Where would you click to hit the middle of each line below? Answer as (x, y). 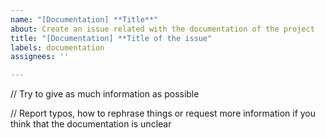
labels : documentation (57, 47)
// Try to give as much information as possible (105, 94)
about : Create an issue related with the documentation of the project (162, 29)
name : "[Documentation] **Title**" (84, 19)
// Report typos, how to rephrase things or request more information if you (163, 113)
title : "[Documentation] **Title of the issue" (111, 38)
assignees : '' (40, 57)
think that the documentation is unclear (91, 124)
